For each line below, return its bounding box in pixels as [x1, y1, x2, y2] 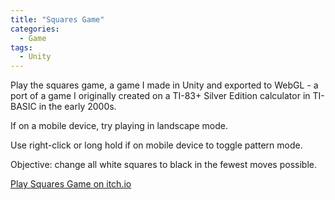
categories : [10, 24, 60, 34]
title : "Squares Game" [10, 14, 105, 25]
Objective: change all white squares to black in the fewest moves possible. [10, 159, 317, 171]
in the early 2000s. [38, 101, 117, 113]
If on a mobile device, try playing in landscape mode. [10, 120, 228, 132]
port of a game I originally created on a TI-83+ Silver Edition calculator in [10, 90, 311, 102]
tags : [10, 42, 33, 53]
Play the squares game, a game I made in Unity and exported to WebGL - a [10, 79, 319, 91]
